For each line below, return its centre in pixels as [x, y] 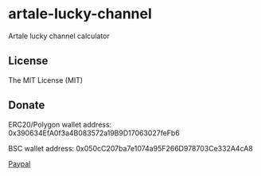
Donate [27, 106]
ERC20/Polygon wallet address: [60, 124]
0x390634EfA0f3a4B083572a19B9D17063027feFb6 [94, 133]
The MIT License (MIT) [46, 80]
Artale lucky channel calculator [59, 36]
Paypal [19, 163]
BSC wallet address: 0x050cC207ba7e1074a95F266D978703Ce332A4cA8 [130, 148]
